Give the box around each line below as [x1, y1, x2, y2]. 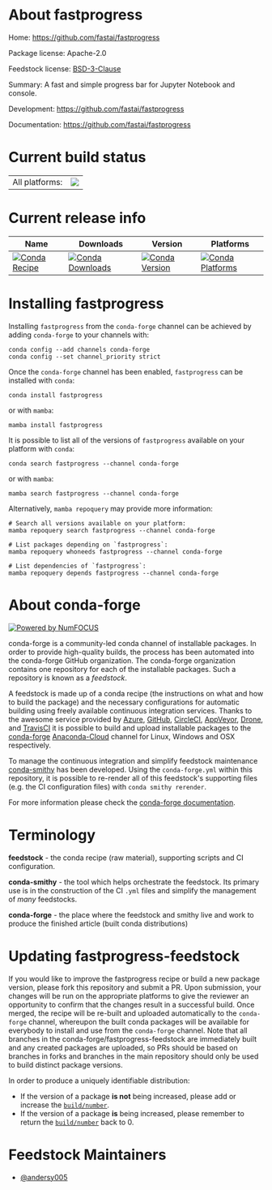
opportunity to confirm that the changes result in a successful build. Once [8, 1000, 255, 1009]
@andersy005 [19, 1172, 68, 1182]
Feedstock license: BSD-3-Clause [8, 63, 121, 74]
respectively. [8, 740, 51, 750]
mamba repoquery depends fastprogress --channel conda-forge [8, 569, 219, 577]
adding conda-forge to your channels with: [8, 330, 150, 340]
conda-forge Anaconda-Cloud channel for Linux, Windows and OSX [8, 731, 236, 741]
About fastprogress [8, 6, 143, 24]
